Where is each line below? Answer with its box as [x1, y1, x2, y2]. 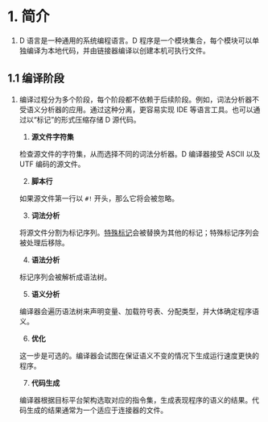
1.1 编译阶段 [7, 72, 65, 86]
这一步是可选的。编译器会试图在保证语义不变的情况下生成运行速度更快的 [19, 350, 259, 360]
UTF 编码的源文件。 [19, 159, 85, 169]
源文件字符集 [31, 132, 74, 141]
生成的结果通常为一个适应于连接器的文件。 [26, 405, 168, 415]
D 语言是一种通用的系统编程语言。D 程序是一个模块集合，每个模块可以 [19, 36, 253, 45]
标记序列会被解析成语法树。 [19, 272, 112, 282]
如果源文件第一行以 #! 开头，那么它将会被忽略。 [19, 193, 179, 203]
